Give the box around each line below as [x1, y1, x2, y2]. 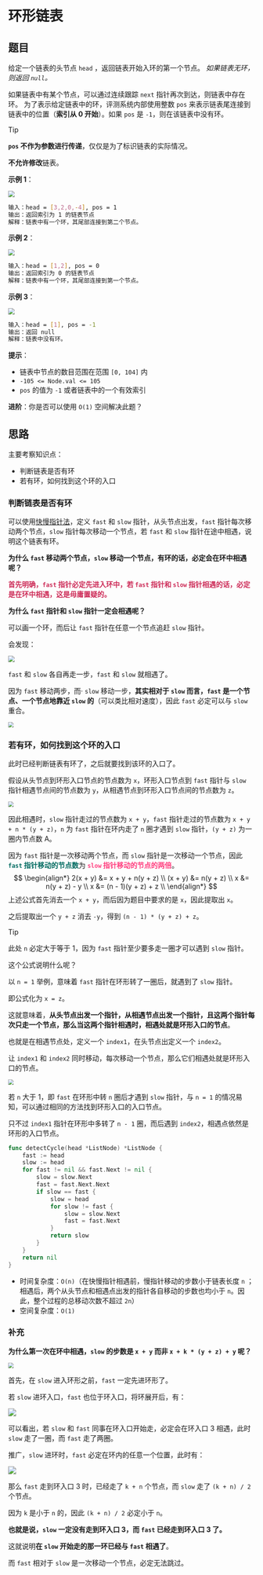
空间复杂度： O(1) [19, 1306, 76, 1315]
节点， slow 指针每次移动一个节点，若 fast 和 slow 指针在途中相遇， [28, 527, 245, 537]
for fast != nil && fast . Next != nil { [22, 1166, 153, 1174]
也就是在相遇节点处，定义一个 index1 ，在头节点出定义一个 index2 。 [8, 1036, 225, 1046]
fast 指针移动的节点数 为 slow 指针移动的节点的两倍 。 [8, 860, 178, 870]
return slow [49, 1232, 89, 1240]
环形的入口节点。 [8, 1128, 63, 1137]
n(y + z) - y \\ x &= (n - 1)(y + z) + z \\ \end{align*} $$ [45, 881, 218, 891]
